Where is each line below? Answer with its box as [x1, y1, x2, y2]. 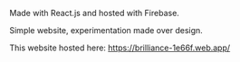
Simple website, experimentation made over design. [9, 25, 204, 35]
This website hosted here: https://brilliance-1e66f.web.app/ [9, 42, 231, 53]
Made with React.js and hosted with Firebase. [9, 8, 179, 18]
